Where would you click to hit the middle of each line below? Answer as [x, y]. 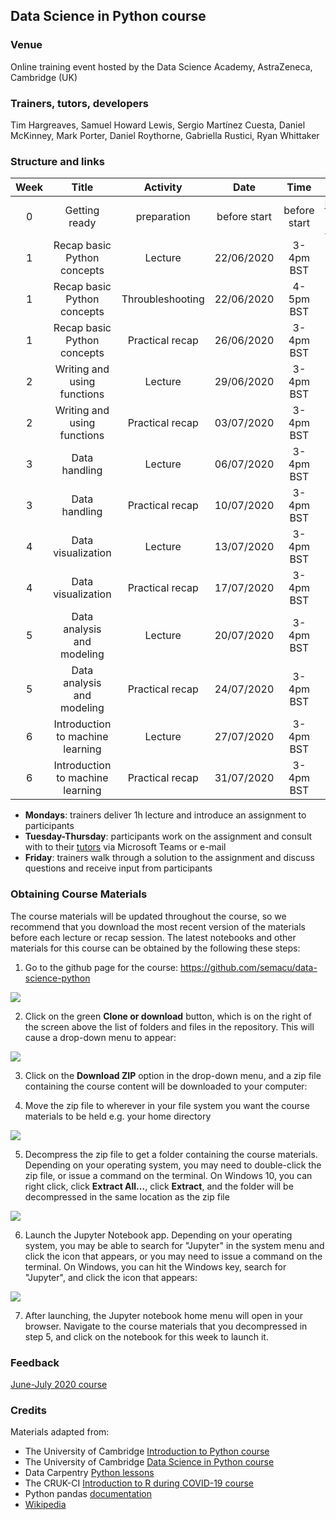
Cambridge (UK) [44, 77]
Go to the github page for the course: [101, 967]
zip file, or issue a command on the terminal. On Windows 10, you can [168, 1175]
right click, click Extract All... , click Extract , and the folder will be [159, 1186]
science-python [57, 978]
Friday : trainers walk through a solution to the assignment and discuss [169, 858]
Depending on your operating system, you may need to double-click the [173, 1165]
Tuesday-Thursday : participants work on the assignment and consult [168, 836]
